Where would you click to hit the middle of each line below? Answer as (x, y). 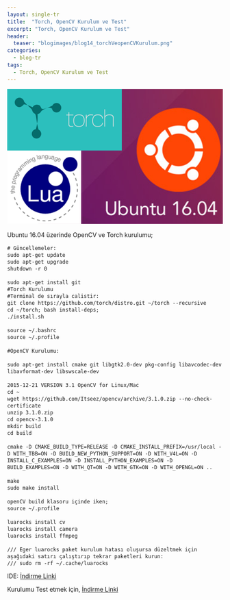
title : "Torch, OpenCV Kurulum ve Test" (67, 22)
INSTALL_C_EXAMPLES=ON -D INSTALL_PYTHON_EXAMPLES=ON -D (90, 460)
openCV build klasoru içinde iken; (58, 501)
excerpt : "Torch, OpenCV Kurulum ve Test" (68, 29)
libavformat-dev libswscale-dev (53, 371)
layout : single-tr (33, 14)
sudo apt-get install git (44, 282)
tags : (15, 65)
